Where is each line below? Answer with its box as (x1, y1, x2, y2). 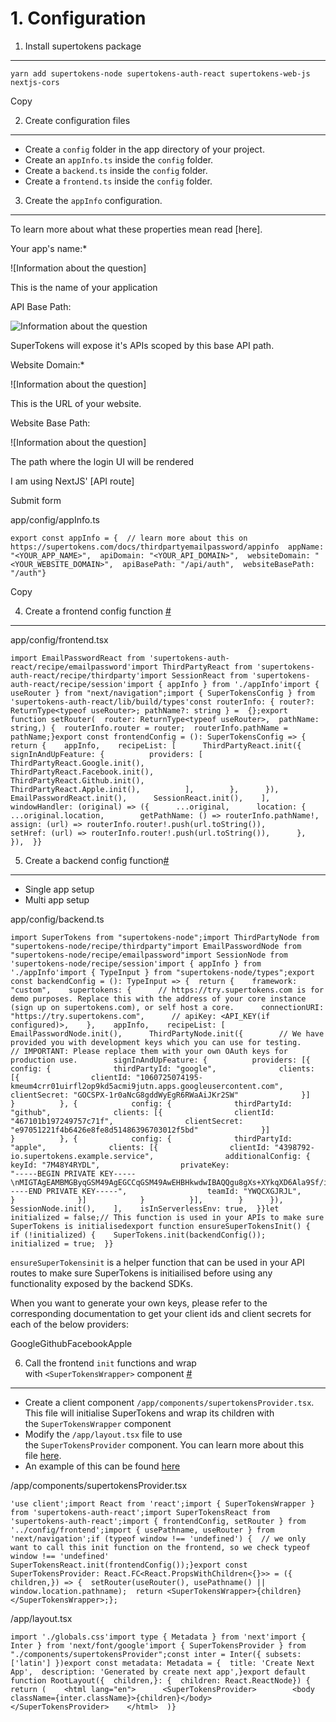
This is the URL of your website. (10, 397, 142, 409)
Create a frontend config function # (24, 605, 172, 617)
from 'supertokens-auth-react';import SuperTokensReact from (10, 1507, 271, 1517)
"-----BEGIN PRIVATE (10, 1168, 97, 1179)
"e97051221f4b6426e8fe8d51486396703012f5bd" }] (10, 1125, 271, 1135)
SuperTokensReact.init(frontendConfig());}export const (10, 1560, 248, 1570)
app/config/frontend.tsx (10, 633, 109, 646)
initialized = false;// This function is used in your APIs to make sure (10, 1212, 325, 1222)
